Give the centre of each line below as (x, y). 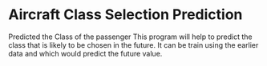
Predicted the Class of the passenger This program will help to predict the (130, 37)
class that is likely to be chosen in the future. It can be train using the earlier (133, 45)
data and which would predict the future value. (85, 53)
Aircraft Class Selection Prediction (125, 15)
